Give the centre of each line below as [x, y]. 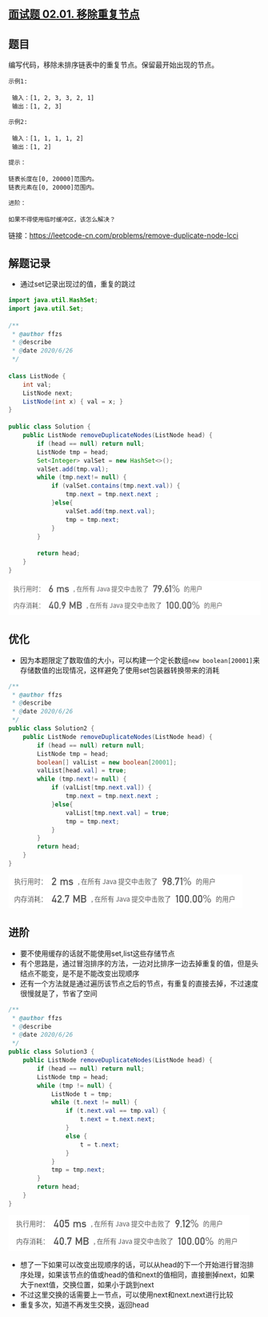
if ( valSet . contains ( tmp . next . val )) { [116, 486]
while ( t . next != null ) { [94, 1102]
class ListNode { [37, 376]
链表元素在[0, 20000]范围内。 [53, 188]
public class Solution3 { [51, 1052]
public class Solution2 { [51, 729]
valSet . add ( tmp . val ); [73, 469]
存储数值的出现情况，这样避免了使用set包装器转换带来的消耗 [120, 670]
